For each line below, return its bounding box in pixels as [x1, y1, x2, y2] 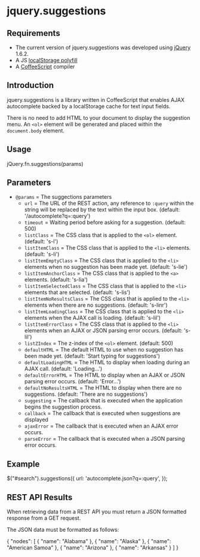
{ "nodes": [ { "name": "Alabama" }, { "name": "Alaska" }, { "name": [7, 538, 171, 545]
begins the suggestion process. [24, 403, 102, 411]
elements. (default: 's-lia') [24, 276, 88, 283]
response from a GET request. [7, 514, 81, 522]
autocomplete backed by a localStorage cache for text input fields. [7, 102, 171, 110]
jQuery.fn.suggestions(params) [7, 160, 84, 167]
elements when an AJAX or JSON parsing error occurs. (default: [24, 327, 183, 334]
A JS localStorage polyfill [15, 57, 78, 63]
